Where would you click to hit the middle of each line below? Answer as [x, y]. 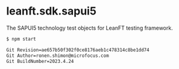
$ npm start [21, 39]
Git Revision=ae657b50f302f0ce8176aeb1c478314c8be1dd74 [78, 50]
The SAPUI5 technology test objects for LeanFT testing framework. [89, 28]
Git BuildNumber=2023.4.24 [40, 61]
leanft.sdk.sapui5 [51, 11]
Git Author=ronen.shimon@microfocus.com [58, 56]
